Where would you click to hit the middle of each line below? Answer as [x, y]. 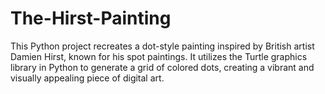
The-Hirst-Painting [91, 18]
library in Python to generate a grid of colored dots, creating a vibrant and [162, 67]
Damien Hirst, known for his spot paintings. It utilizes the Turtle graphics [159, 56]
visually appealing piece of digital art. [87, 78]
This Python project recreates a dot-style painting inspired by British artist [162, 46]
